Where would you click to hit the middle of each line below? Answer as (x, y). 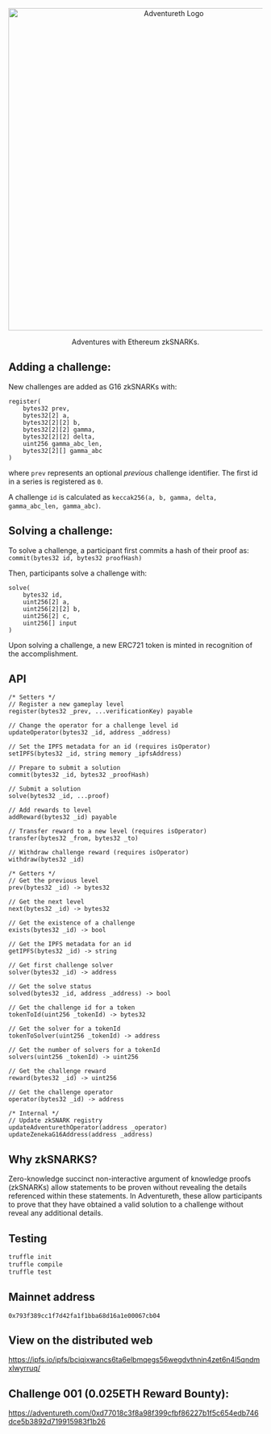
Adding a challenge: (60, 367)
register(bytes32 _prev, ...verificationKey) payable (101, 712)
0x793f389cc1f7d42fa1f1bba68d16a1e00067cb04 (84, 1316)
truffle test (30, 1272)
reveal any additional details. (56, 1213)
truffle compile (35, 1264)
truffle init (30, 1257)
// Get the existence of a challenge (72, 923)
